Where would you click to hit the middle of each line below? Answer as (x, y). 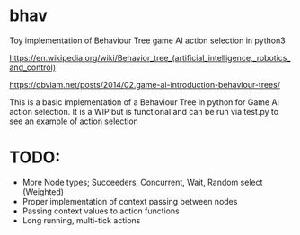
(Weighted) (43, 191)
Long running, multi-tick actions (81, 220)
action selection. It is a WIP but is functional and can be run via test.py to (144, 111)
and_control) (33, 67)
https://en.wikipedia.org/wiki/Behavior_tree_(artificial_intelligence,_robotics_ (150, 57)
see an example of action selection (74, 121)
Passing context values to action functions (101, 211)
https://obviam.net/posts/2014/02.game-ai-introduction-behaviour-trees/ (145, 84)
